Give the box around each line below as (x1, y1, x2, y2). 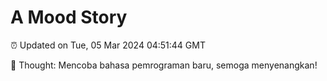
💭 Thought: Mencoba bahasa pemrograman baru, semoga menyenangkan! (10, 59, 318, 71)
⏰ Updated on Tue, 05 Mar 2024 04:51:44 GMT (10, 39, 206, 51)
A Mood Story (10, 6, 128, 29)
